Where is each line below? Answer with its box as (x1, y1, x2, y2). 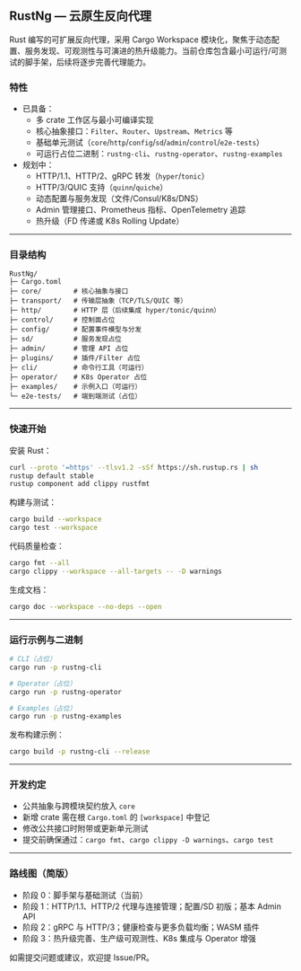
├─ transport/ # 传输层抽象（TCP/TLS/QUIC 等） (9, 296, 188, 305)
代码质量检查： (9, 541, 64, 552)
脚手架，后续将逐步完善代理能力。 (24, 57, 150, 67)
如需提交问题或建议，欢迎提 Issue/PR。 (9, 951, 154, 963)
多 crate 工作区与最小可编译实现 (35, 115, 154, 126)
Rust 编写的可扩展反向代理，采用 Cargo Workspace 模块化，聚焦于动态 (9, 34, 271, 45)
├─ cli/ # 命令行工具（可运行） (9, 363, 149, 373)
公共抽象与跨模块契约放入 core (21, 800, 136, 811)
